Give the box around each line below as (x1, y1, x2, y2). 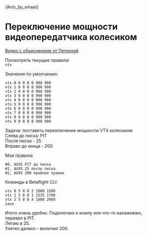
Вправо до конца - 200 (5, 143, 53, 149)
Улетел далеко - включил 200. (5, 225, 69, 231)
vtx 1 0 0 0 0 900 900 (5, 85, 51, 89)
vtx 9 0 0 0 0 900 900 (5, 119, 51, 124)
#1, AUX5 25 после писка (5, 166, 56, 171)
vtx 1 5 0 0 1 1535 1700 (5, 193, 56, 197)
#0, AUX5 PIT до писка (5, 162, 51, 167)
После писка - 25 (5, 138, 42, 144)
